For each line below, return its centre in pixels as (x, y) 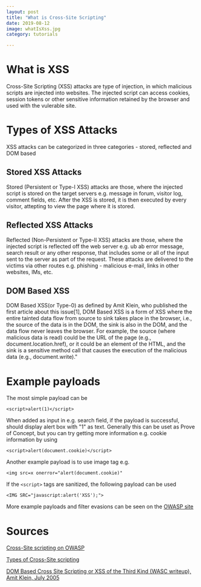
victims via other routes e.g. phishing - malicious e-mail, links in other (93, 265)
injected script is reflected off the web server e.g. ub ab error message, (95, 246)
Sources (28, 531)
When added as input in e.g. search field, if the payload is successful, (93, 421)
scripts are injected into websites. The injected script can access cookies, (98, 93)
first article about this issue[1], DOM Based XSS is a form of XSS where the (99, 312)
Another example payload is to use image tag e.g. (68, 462)
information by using (32, 440)
